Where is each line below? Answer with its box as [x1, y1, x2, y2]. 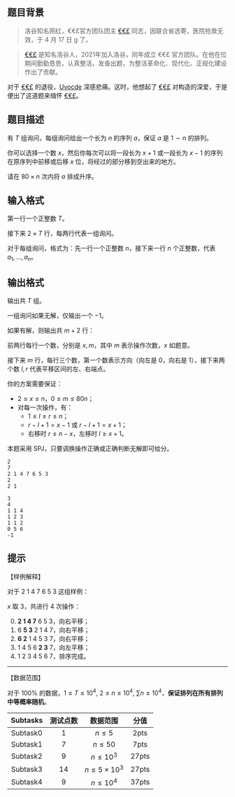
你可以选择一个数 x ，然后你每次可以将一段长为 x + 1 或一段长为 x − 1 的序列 [7, 148, 223, 157]
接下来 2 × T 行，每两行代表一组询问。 [7, 230, 117, 238]
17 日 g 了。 [58, 35, 92, 43]
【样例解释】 [7, 572, 44, 581]
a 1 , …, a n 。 [7, 253, 37, 263]
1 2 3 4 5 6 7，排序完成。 [17, 651, 90, 660]
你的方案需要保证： [7, 380, 63, 388]
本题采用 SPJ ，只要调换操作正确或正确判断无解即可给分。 [7, 444, 173, 453]
